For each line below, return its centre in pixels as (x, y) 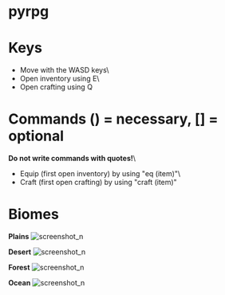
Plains (19, 236)
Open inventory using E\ (59, 79)
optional (36, 136)
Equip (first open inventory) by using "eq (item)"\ (100, 174)
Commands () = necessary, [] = (113, 119)
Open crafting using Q (56, 87)
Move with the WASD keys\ (64, 70)
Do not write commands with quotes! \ (72, 159)
